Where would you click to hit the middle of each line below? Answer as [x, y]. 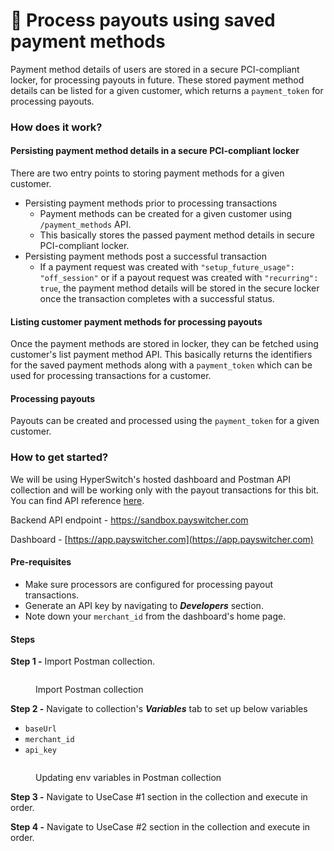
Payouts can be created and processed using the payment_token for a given [165, 421]
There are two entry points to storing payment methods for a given [147, 173]
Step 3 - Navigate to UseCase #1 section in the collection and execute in [159, 797]
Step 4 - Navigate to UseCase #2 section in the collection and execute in [160, 827]
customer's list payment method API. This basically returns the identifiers [161, 355]
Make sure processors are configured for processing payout [149, 584]
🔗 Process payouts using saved [143, 20]
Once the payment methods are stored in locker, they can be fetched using [164, 344]
